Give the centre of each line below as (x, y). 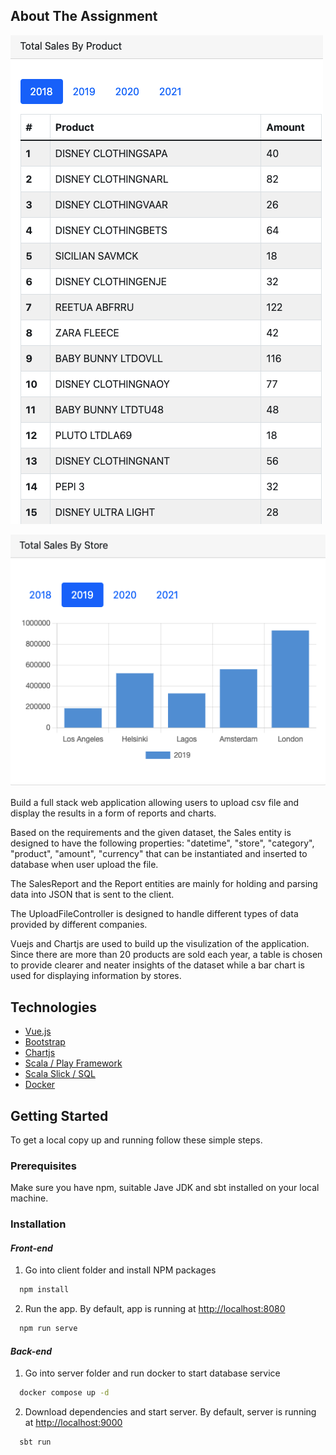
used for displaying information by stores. (96, 976)
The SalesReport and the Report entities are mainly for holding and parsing (164, 884)
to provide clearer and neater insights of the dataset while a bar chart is (157, 965)
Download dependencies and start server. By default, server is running (170, 1412)
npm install (44, 1290)
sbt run (35, 1442)
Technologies (54, 1007)
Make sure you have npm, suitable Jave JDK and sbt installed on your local (165, 1188)
